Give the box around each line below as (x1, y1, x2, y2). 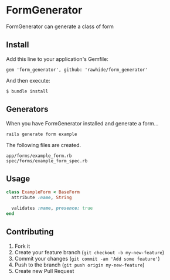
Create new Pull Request (14, 267, 74, 274)
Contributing (6, 227, 54, 237)
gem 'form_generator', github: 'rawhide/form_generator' (6, 67, 148, 73)
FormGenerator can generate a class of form (6, 23, 114, 30)
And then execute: (6, 77, 50, 84)
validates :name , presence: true (11, 206, 93, 211)
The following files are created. (6, 141, 81, 148)
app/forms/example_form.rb (6, 153, 72, 159)
